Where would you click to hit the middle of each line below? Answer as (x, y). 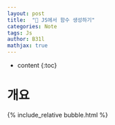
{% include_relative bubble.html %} (58, 115)
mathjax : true (28, 46)
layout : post (26, 13)
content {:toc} (37, 65)
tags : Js (20, 33)
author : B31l (26, 39)
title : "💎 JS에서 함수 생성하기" (51, 20)
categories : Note (32, 26)
